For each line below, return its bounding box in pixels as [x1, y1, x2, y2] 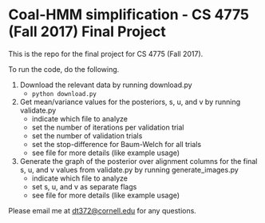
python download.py [31, 90, 97, 98]
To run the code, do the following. [8, 64, 120, 74]
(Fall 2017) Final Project [8, 22, 166, 41]
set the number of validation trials [31, 130, 143, 141]
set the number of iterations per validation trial [31, 122, 185, 132]
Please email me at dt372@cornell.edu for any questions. [8, 205, 197, 215]
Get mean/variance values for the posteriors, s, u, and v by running [19, 97, 241, 106]
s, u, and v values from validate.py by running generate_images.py [19, 165, 239, 174]
